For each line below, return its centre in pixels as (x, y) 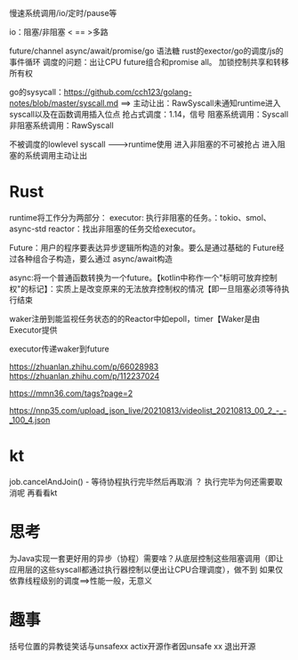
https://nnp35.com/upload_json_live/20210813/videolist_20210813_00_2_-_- (148, 410)
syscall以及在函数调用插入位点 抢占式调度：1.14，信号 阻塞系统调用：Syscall (149, 114)
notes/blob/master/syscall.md (64, 103)
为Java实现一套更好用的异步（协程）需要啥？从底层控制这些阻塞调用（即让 (147, 558)
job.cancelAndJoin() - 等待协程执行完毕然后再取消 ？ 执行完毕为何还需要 (142, 481)
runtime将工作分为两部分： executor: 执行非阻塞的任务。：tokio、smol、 (140, 217)
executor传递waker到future (59, 349)
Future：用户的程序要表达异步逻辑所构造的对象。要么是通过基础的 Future (143, 247)
